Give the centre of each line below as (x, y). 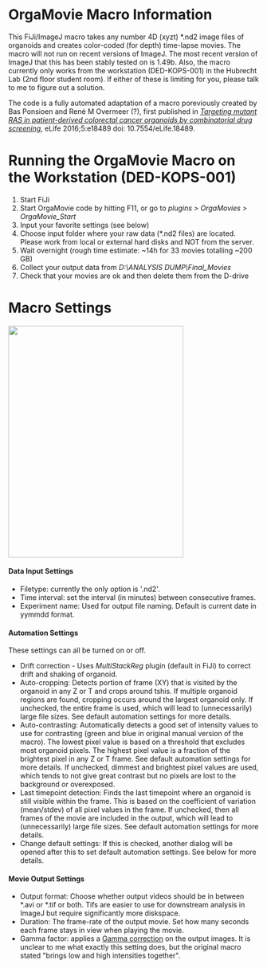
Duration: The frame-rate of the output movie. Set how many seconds (134, 922)
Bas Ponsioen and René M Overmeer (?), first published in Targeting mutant (133, 111)
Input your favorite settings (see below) (84, 225)
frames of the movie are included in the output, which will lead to (126, 818)
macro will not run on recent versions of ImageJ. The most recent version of (133, 53)
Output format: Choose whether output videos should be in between (132, 896)
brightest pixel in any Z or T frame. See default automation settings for (135, 759)
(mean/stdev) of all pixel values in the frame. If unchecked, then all (129, 809)
